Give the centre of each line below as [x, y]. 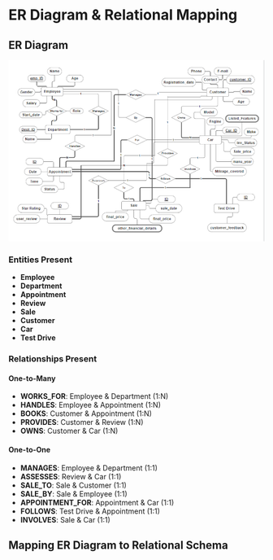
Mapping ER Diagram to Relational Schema [119, 546]
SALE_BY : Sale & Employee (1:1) [74, 493]
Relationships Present [53, 359]
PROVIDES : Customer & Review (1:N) [82, 422]
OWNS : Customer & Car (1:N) [69, 431]
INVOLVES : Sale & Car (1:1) [65, 519]
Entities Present [41, 260]
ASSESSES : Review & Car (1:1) [71, 476]
